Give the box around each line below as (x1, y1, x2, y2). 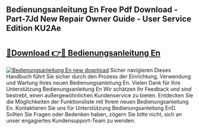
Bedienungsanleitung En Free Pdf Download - (6, 5, 178, 15)
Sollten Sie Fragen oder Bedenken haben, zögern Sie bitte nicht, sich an (6, 111, 182, 118)
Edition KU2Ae (6, 23, 61, 33)
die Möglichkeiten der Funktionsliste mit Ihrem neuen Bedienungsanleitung (6, 98, 189, 105)
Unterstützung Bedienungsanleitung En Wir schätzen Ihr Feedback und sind (6, 85, 192, 93)
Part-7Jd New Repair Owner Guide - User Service (6, 14, 192, 24)
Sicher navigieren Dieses (109, 66, 171, 74)
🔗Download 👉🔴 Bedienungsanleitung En (6, 47, 161, 58)
